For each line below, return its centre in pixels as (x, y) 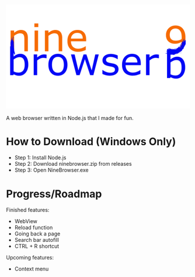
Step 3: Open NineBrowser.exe (51, 170)
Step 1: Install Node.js (40, 158)
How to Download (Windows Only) (91, 141)
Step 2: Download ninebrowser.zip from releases (73, 164)
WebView (26, 221)
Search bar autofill (37, 240)
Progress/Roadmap (54, 194)
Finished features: (28, 210)
